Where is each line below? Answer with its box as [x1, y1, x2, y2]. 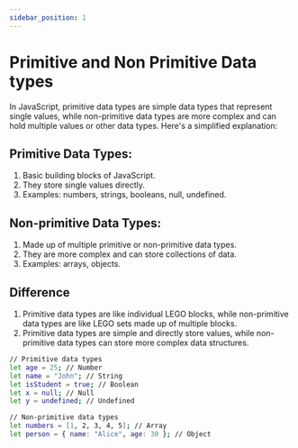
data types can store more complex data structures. [57, 337, 249, 348]
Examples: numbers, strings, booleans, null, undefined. [22, 189, 227, 200]
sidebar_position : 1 [9, 13, 87, 23]
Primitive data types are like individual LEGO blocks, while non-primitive [22, 308, 290, 319]
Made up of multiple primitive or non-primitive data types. [22, 240, 237, 251]
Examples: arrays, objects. [22, 259, 122, 270]
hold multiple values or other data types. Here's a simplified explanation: [9, 120, 278, 131]
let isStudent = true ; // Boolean [9, 379, 140, 389]
